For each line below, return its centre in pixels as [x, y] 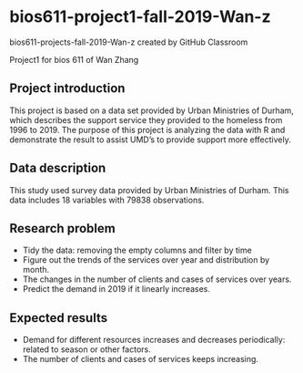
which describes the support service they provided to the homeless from [146, 119]
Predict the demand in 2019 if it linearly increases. [116, 289]
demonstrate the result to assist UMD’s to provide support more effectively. [150, 140]
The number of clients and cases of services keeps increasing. [141, 359]
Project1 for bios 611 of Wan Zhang [74, 59]
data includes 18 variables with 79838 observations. [107, 200]
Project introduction [67, 88]
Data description [58, 168]
